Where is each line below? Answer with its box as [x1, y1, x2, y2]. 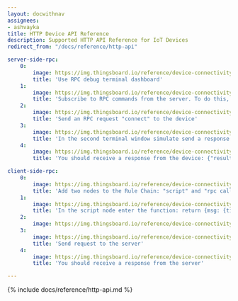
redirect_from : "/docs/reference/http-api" [7, 43, 138, 50]
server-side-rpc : [7, 56, 59, 64]
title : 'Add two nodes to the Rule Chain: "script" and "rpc [33, 187, 217, 195]
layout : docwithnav [7, 10, 65, 18]
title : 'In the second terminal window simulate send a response [33, 135, 230, 142]
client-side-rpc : [7, 168, 59, 175]
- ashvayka [7, 23, 40, 30]
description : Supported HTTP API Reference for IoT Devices [7, 37, 189, 44]
